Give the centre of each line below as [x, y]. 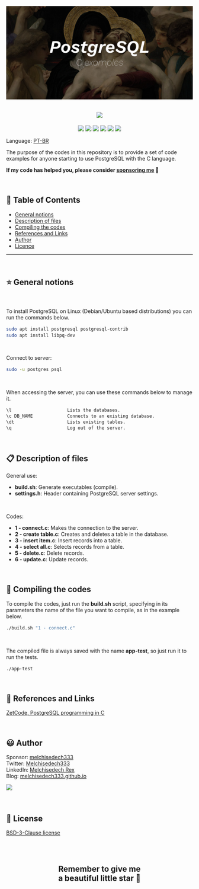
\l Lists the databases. [63, 410]
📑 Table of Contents [43, 200]
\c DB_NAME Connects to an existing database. [81, 416]
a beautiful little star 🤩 [99, 879]
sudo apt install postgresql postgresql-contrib [67, 329]
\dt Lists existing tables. [66, 422]
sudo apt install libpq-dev [41, 335]
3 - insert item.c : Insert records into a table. [68, 541]
